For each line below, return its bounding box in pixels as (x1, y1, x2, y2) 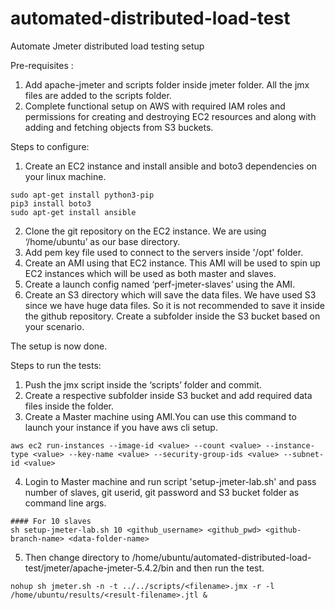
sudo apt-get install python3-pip (10, 190, 155, 200)
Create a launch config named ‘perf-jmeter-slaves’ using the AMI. (24, 278, 296, 290)
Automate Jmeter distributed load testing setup (10, 40, 205, 52)
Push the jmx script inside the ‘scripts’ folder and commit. (24, 378, 262, 391)
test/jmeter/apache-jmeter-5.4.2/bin (24, 562, 174, 574)
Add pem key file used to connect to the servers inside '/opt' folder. (24, 246, 304, 258)
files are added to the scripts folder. (24, 89, 172, 101)
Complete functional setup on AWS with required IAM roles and (24, 100, 286, 112)
